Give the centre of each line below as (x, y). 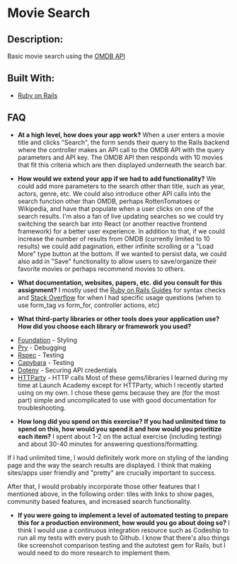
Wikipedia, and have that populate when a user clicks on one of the (116, 208)
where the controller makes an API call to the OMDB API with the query (121, 149)
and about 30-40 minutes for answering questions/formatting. (108, 444)
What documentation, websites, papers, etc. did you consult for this (120, 282)
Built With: (31, 78)
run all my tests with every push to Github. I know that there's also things (123, 537)
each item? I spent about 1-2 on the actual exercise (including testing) (120, 436)
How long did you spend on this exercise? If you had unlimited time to (122, 421)
